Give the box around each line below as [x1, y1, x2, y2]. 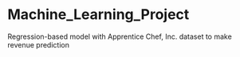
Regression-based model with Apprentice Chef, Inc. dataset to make [7, 32, 232, 41]
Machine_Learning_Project [7, 6, 190, 24]
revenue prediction [7, 40, 69, 49]
